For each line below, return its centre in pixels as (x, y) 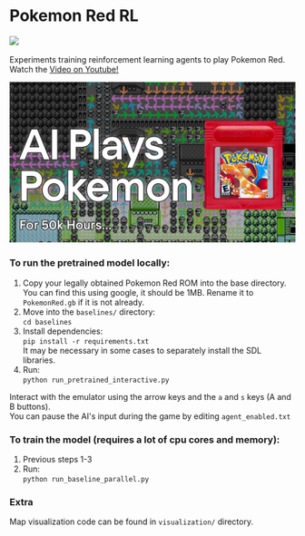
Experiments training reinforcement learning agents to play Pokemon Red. (148, 59)
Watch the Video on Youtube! (64, 69)
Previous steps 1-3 (57, 460)
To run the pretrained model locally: (90, 263)
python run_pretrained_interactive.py (96, 380)
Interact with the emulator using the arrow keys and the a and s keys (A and (151, 396)
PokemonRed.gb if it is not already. (84, 302)
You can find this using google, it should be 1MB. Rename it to (138, 292)
